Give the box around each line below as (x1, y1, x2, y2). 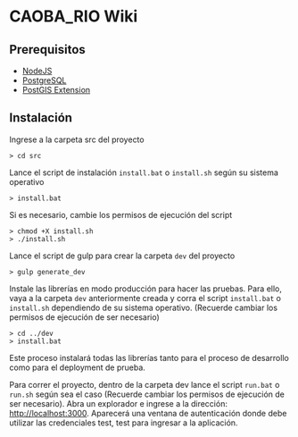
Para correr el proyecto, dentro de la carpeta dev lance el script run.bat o (9, 379, 280, 390)
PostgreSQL (21, 75, 67, 86)
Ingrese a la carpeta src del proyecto (9, 134, 145, 145)
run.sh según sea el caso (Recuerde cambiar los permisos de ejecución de (9, 389, 286, 399)
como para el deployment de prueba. (9, 362, 145, 373)
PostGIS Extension (21, 85, 91, 95)
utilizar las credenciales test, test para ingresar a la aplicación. (9, 417, 238, 428)
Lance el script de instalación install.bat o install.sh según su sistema (9, 167, 279, 178)
